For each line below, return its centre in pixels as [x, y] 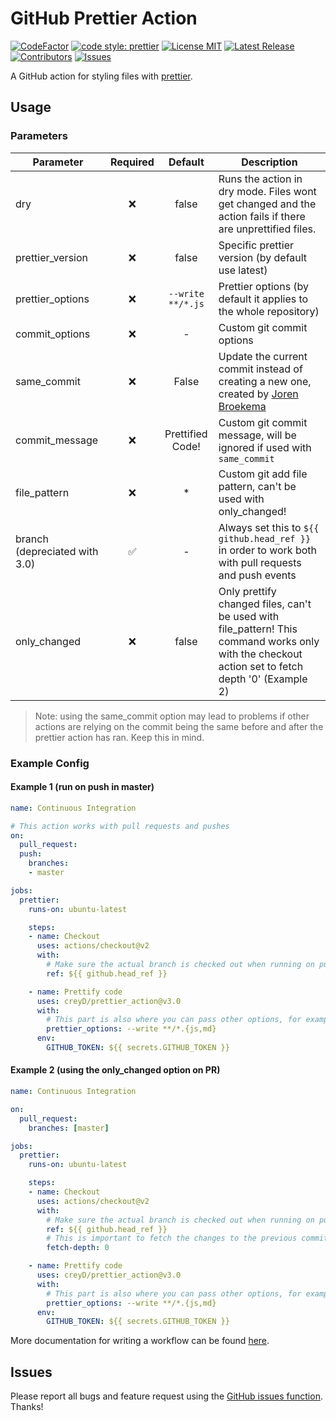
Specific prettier [256, 245]
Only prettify [247, 591]
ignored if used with [265, 447]
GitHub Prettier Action [104, 18]
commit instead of [260, 369]
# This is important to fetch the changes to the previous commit [187, 1238]
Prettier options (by [264, 286]
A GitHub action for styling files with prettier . [101, 76]
